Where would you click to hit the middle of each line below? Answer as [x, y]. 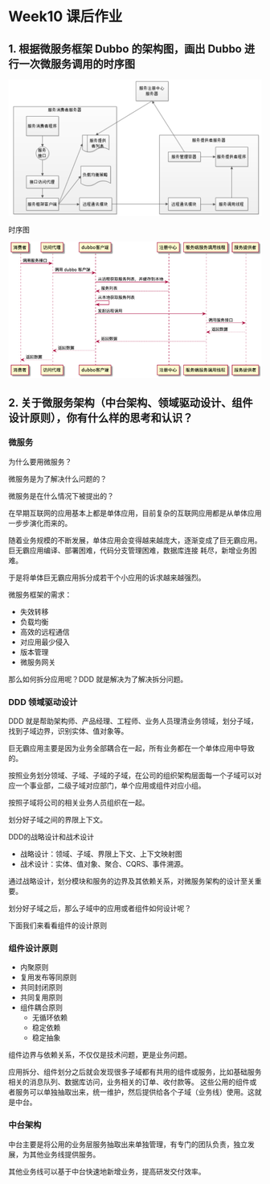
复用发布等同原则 [48, 977]
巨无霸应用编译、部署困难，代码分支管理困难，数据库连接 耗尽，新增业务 [129, 550]
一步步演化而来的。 [40, 523]
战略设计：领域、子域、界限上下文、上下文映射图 [101, 854]
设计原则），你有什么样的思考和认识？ [101, 418]
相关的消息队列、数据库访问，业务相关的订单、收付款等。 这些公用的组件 [129, 1082]
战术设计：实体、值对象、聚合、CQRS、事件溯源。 [104, 864]
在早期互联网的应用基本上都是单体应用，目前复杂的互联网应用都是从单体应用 [135, 513]
